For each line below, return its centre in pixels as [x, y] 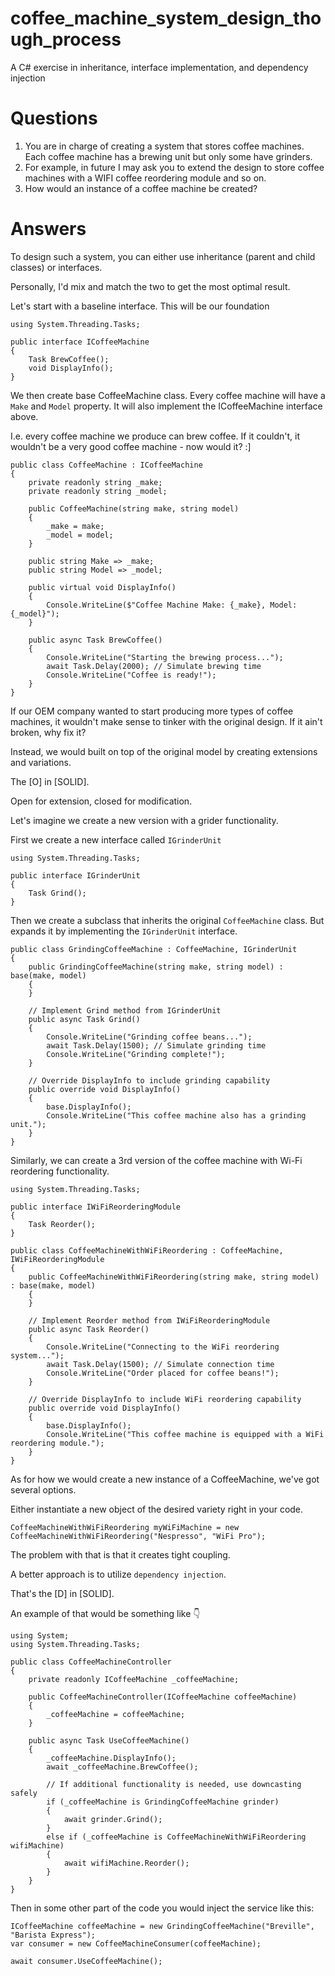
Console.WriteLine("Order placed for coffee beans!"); [163, 1373]
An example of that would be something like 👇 [105, 1613]
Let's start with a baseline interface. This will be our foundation [140, 306]
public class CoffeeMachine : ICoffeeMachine [106, 465]
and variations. [41, 762]
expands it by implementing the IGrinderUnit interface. [124, 931]
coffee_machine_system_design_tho [166, 18]
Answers [48, 229]
